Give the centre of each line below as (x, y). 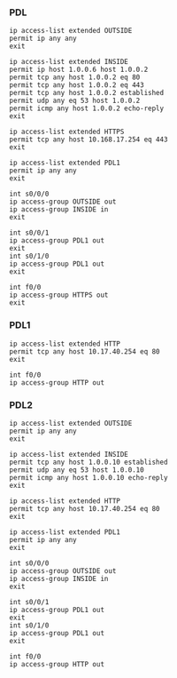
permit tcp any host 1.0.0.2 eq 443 (77, 85)
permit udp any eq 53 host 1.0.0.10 (77, 470)
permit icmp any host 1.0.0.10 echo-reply (88, 477)
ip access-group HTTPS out (59, 295)
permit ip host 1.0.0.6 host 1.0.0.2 (79, 70)
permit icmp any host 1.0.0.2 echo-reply (87, 108)
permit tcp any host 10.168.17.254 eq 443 (88, 140)
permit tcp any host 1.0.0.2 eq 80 (75, 77)
